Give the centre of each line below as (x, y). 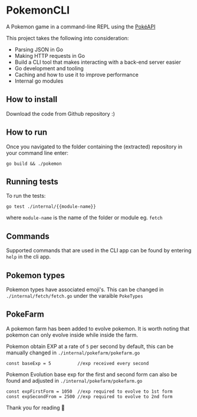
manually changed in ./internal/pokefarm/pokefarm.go (73, 353)
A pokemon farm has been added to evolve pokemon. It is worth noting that (98, 328)
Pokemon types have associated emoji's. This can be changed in (85, 289)
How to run (27, 133)
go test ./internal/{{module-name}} (51, 207)
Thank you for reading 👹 (35, 408)
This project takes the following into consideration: (68, 38)
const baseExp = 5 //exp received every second (78, 363)
